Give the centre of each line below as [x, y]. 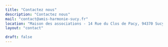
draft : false [19, 37]
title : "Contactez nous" [31, 10]
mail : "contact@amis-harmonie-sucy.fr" [47, 19]
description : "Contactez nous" [38, 14]
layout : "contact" [24, 28]
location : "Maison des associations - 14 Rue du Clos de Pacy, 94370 [79, 23]
